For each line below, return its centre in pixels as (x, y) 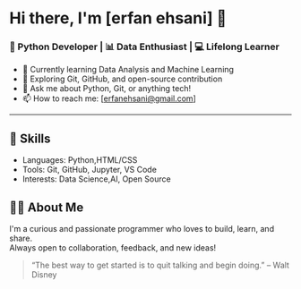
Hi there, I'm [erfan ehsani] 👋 (118, 18)
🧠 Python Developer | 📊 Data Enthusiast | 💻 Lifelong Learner (144, 47)
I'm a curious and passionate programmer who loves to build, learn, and (142, 229)
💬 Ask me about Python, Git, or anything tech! (107, 89)
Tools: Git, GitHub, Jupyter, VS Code (89, 170)
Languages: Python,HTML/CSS (80, 160)
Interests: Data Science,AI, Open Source (97, 179)
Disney (44, 275)
